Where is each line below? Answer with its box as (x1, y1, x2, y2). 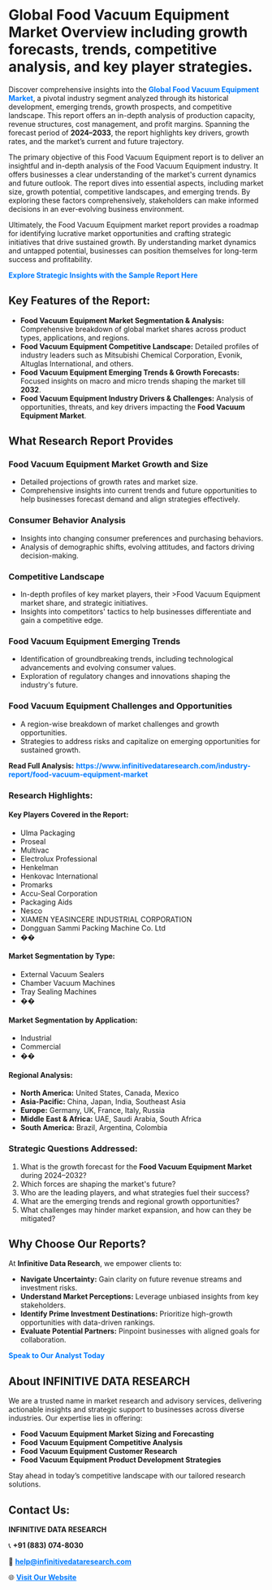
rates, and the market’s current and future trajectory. (8, 136, 184, 146)
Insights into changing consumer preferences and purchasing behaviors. (19, 533, 264, 543)
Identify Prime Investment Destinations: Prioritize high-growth (19, 1309, 233, 1319)
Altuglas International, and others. (19, 358, 134, 368)
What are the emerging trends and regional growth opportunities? (19, 1196, 240, 1206)
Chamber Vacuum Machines (19, 978, 115, 988)
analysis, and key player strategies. (8, 58, 253, 77)
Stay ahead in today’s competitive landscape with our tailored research (8, 1471, 246, 1481)
